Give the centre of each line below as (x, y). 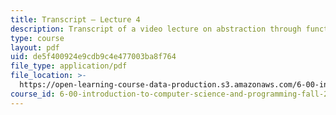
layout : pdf (35, 47)
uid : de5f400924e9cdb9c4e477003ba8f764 (93, 57)
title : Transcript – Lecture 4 (75, 19)
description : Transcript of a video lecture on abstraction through (156, 29)
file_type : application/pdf (69, 66)
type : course (37, 38)
